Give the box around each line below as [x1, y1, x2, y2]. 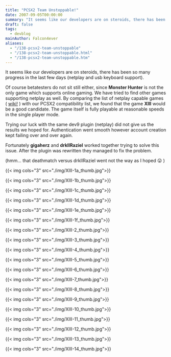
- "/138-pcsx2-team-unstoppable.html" [10, 50, 93, 55]
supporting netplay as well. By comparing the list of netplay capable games [5, 95, 164, 101]
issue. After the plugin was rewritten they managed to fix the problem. [5, 148, 152, 154]
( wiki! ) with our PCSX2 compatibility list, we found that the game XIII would [5, 101, 166, 107]
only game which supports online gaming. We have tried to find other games [5, 90, 166, 96]
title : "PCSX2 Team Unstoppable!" [5, 7, 79, 13]
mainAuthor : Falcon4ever [5, 36, 58, 41]
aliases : [5, 41, 24, 46]
